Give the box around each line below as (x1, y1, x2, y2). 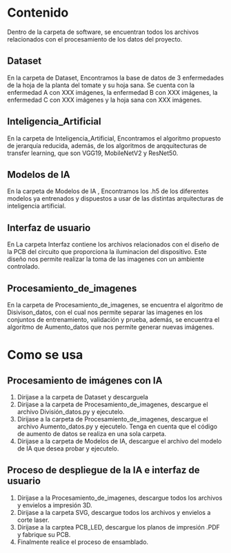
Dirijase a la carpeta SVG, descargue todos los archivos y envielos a (17, 508, 211, 516)
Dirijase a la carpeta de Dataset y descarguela (17, 393, 148, 401)
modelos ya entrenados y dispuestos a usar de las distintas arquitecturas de (7, 194, 224, 203)
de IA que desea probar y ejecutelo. (17, 444, 119, 453)
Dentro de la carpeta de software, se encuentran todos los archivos (7, 28, 199, 36)
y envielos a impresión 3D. (17, 500, 93, 509)
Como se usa (7, 347, 83, 363)
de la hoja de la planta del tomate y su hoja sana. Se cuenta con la (7, 81, 195, 89)
